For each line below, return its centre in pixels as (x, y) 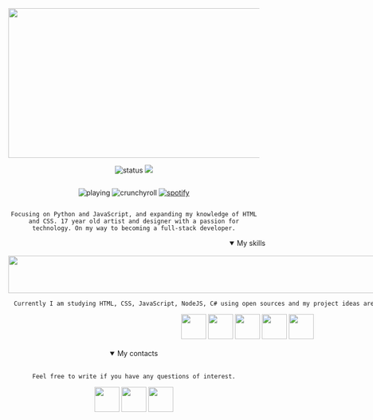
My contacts (137, 353)
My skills (251, 243)
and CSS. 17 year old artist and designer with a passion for (134, 221)
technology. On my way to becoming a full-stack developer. (134, 228)
